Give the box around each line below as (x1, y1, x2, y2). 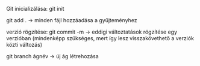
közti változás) (6, 41, 43, 48)
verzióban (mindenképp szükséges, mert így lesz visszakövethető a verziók (6, 35, 195, 41)
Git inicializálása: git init (6, 5, 64, 12)
